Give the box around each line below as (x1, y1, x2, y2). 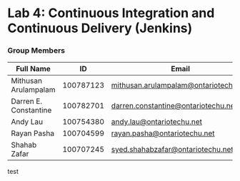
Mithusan (11, 76, 43, 86)
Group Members (7, 46, 66, 56)
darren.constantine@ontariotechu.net (111, 101, 237, 111)
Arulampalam (11, 85, 56, 95)
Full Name (15, 64, 51, 74)
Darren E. (11, 96, 43, 106)
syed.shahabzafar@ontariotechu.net (111, 145, 234, 155)
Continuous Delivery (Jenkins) (7, 20, 193, 36)
